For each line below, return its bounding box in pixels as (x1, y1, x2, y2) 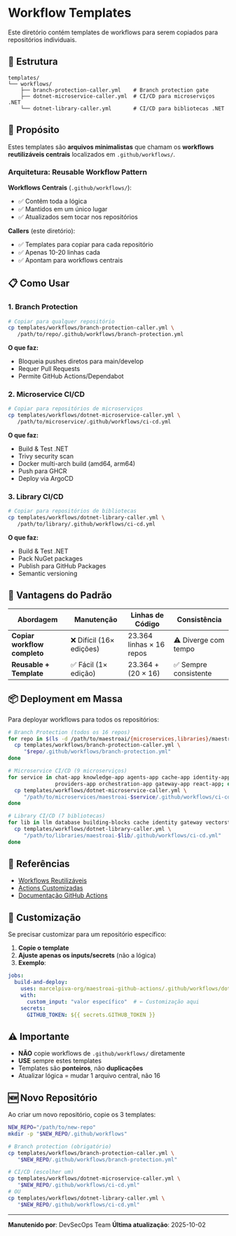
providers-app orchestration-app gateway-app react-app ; (55, 780, 225, 787)
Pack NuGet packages (18, 554, 83, 563)
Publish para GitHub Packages (18, 562, 106, 570)
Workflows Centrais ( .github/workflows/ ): (8, 183, 132, 192)
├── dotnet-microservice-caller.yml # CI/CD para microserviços (20, 92, 216, 99)
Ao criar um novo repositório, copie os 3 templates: (8, 1111, 156, 1119)
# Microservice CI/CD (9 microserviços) (8, 768, 128, 775)
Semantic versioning (18, 569, 78, 578)
